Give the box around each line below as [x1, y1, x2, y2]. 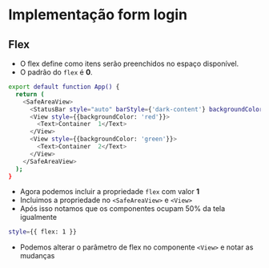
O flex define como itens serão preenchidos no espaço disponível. [19, 59, 239, 68]
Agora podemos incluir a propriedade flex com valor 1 [19, 187, 200, 197]
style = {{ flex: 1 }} [8, 228, 78, 236]
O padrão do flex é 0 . [19, 67, 94, 77]
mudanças [19, 251, 55, 261]
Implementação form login [8, 6, 188, 24]
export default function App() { [8, 83, 120, 91]
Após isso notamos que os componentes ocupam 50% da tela [19, 204, 226, 213]
